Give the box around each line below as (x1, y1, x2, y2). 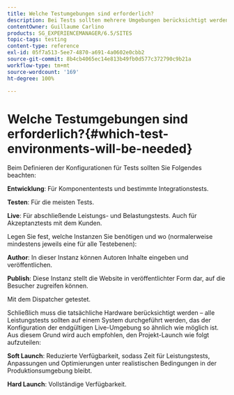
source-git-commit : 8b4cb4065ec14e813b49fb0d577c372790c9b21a (7, 56, 192, 63)
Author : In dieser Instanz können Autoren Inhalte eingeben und (7, 254, 189, 262)
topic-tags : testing (7, 36, 68, 43)
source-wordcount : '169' (7, 68, 79, 75)
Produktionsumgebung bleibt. (7, 366, 93, 375)
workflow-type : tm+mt (7, 62, 70, 69)
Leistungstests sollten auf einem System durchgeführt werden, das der (7, 316, 211, 325)
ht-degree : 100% (7, 75, 54, 82)
